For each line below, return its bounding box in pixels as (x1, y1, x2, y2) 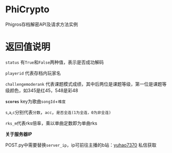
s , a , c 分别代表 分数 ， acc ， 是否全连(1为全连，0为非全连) (5, 109, 112, 115)
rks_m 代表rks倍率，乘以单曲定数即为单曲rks (5, 120, 97, 126)
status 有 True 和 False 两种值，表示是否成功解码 (5, 59, 104, 65)
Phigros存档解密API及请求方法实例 (5, 21, 78, 27)
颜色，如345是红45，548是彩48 (9, 87, 78, 93)
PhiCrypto (5, 4, 50, 15)
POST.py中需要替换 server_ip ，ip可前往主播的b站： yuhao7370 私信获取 (5, 142, 157, 148)
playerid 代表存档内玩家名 (5, 70, 61, 76)
